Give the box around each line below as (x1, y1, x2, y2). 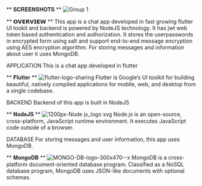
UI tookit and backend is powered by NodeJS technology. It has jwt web (6, 24, 188, 32)
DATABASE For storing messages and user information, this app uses (6, 136, 180, 143)
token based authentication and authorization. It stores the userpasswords (6, 31, 193, 38)
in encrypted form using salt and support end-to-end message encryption (6, 37, 193, 44)
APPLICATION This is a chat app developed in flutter (6, 62, 138, 69)
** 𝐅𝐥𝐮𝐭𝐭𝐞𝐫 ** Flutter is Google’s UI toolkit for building (6, 74, 195, 81)
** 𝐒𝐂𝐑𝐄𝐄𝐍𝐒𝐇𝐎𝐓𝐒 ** (6, 6, 62, 13)
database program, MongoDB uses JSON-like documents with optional (6, 167, 185, 174)
